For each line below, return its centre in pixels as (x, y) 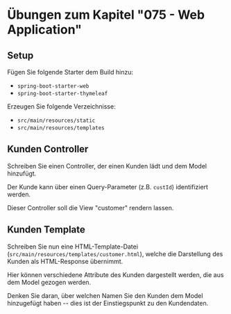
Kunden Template (46, 230)
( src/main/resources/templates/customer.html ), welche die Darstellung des (115, 253)
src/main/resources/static (56, 120)
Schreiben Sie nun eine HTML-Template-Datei (73, 246)
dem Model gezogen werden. (49, 282)
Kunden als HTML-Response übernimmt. (65, 261)
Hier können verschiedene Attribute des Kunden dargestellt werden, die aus (115, 274)
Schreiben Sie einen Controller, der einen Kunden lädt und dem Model (107, 166)
